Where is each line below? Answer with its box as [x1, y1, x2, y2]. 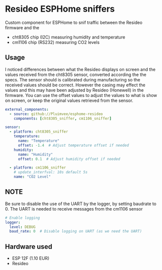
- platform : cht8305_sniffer [9, 129, 68, 135]
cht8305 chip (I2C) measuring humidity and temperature [12, 34, 125, 40]
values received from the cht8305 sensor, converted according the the [5, 72, 146, 77]
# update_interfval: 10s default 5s [14, 170, 88, 175]
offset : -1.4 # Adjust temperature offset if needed [17, 143, 130, 148]
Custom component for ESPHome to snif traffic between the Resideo [5, 19, 143, 25]
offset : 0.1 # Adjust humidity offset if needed [17, 156, 120, 161]
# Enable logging [5, 215, 40, 220]
